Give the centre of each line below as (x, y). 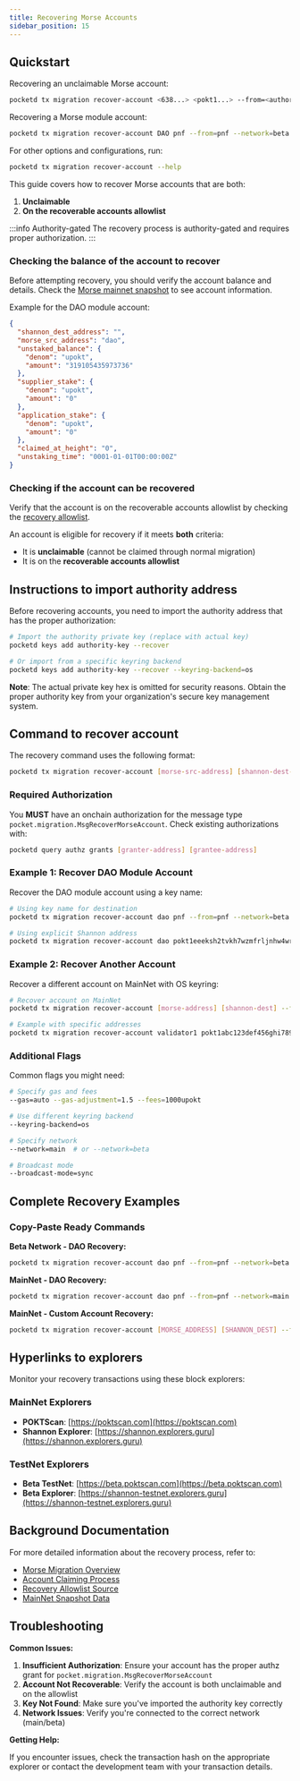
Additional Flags (46, 1055)
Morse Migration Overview (71, 1569)
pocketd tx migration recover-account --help (95, 167)
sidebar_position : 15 (50, 26)
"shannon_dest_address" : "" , (71, 332)
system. (24, 706)
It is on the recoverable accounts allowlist (101, 561)
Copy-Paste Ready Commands (77, 1227)
